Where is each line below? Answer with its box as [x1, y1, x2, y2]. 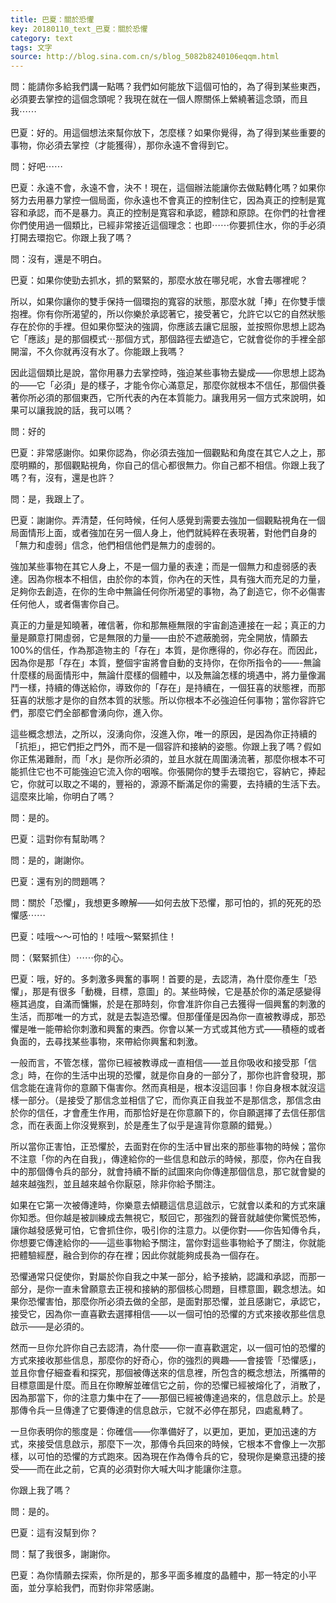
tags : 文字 [10, 42, 53, 53]
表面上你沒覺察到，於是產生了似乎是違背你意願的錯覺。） [44, 1119, 278, 1131]
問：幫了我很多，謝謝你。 [10, 1548, 116, 1560]
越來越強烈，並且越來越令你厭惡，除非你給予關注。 [10, 1178, 221, 1190]
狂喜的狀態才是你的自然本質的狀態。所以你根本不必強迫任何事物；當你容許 [10, 694, 317, 706]
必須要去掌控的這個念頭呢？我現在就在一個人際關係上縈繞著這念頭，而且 [10, 93, 308, 105]
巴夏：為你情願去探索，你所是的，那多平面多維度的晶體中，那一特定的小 [10, 1569, 308, 1581]
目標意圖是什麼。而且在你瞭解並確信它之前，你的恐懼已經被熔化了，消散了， [10, 1379, 326, 1391]
